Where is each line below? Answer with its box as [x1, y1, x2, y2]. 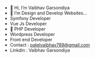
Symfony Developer [9, 15, 51, 21]
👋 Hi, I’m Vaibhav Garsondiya [9, 5, 70, 10]
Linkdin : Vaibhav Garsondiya [9, 47, 70, 53]
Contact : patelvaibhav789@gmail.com [9, 42, 90, 47]
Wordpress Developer [9, 31, 55, 37]
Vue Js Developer [9, 20, 47, 26]
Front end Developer [9, 36, 52, 42]
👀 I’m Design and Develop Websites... [9, 10, 87, 16]
